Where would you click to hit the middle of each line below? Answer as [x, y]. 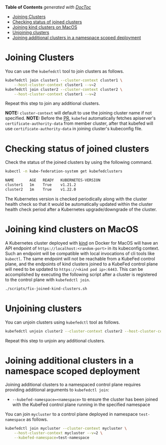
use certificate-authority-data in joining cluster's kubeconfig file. [74, 129]
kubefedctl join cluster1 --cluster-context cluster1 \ [64, 80]
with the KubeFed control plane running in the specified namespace [81, 405]
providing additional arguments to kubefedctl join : [57, 390]
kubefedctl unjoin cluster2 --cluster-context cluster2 [64, 331]
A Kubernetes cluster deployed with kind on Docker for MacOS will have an [82, 243]
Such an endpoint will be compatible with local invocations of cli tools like [80, 253]
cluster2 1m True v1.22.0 [41, 189]
